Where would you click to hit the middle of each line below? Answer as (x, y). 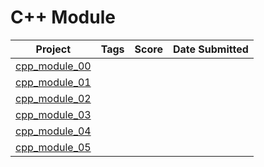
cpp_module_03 (53, 114)
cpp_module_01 (53, 82)
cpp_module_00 (53, 66)
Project (53, 49)
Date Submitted (210, 49)
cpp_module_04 (53, 131)
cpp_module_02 (53, 98)
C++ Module (63, 17)
